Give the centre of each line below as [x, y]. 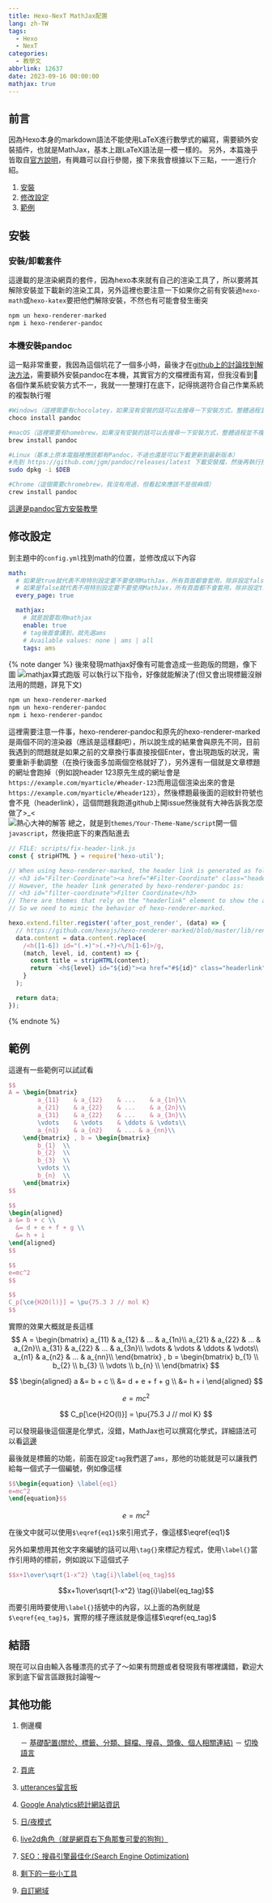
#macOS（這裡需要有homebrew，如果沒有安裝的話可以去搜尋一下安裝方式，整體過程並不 [133, 432]
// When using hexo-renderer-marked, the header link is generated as [130, 870]
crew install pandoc [43, 492]
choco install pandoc [45, 418]
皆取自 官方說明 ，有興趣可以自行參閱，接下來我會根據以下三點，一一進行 [129, 160]
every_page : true [45, 596]
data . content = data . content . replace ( [81, 938]
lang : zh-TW [28, 24]
